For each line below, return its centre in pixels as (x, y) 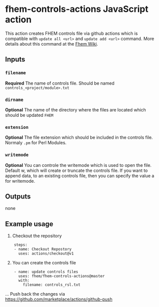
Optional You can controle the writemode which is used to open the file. (78, 165)
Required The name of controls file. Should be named (60, 83)
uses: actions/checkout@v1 (46, 254)
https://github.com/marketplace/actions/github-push (59, 299)
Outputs (18, 196)
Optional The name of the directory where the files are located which (76, 109)
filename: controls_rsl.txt (52, 285)
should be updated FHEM (29, 115)
